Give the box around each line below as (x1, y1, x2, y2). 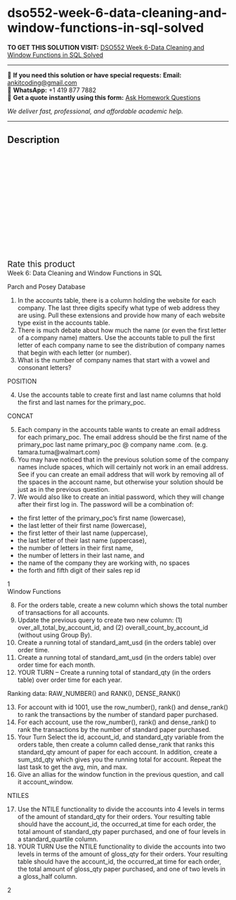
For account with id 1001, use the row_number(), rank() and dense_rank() (17, 702, 228, 711)
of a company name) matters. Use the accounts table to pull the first (17, 333, 216, 342)
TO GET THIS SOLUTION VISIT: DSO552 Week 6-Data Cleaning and (7, 43, 205, 51)
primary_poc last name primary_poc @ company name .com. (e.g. (17, 440, 208, 448)
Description (7, 134, 60, 146)
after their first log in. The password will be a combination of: (17, 500, 195, 508)
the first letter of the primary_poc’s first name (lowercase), (17, 514, 186, 522)
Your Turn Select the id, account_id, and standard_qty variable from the (17, 733, 225, 741)
